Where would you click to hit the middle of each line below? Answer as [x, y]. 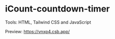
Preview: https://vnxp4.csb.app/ [37, 31]
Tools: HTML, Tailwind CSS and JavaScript [48, 22]
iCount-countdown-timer [57, 9]
